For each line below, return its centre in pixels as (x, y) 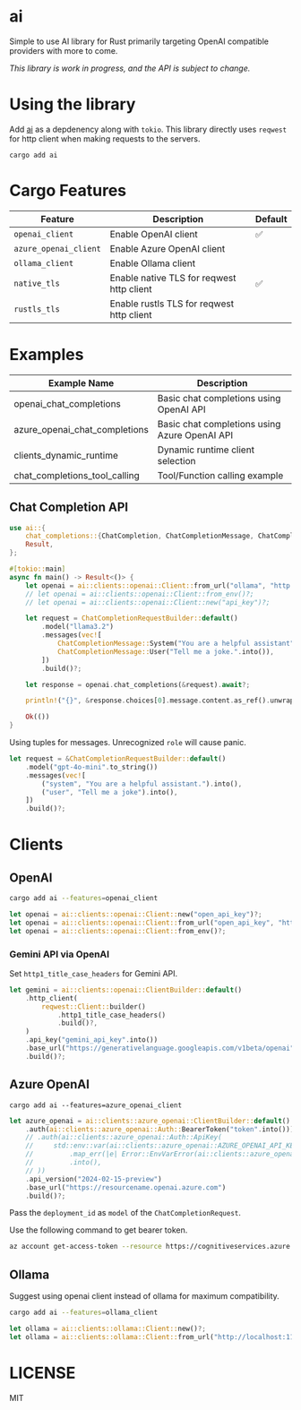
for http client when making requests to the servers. (105, 138)
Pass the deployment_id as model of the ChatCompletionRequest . (125, 1213)
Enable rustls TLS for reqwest (172, 304)
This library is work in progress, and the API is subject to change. (130, 68)
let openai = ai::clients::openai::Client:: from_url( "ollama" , (146, 585)
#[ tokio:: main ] (38, 569)
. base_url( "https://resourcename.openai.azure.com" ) (126, 1187)
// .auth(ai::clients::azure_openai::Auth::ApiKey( (124, 1138)
